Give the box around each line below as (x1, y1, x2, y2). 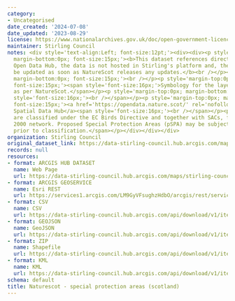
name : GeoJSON (13, 224, 55, 231)
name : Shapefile (13, 244, 61, 251)
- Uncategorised (7, 17, 55, 24)
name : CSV (13, 205, 42, 212)
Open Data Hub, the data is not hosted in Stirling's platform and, (13, 62, 218, 69)
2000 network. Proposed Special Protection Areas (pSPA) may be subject (13, 120, 230, 128)
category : (7, 10, 36, 17)
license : (7, 36, 33, 43)
